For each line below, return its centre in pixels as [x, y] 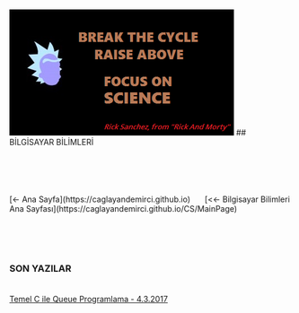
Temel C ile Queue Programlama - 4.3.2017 [89, 300]
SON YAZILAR [40, 268]
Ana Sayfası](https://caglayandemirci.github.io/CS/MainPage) [123, 209]
